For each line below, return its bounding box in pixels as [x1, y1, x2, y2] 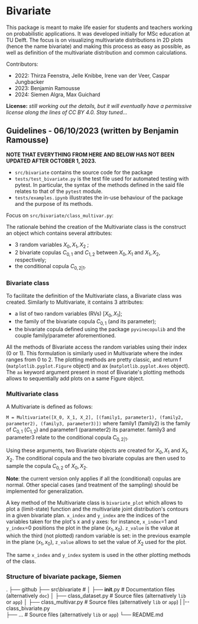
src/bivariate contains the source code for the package [14, 168, 153, 176]
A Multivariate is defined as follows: [6, 403, 93, 410]
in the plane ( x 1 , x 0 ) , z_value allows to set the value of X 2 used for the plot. [6, 539, 187, 547]
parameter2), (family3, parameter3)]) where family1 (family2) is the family [6, 420, 191, 427]
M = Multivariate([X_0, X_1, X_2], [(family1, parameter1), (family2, [6, 415, 184, 421]
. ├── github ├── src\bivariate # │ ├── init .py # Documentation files [6, 586, 176, 593]
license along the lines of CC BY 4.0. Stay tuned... [6, 109, 128, 116]
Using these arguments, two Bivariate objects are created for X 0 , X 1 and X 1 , [6, 447, 189, 455]
